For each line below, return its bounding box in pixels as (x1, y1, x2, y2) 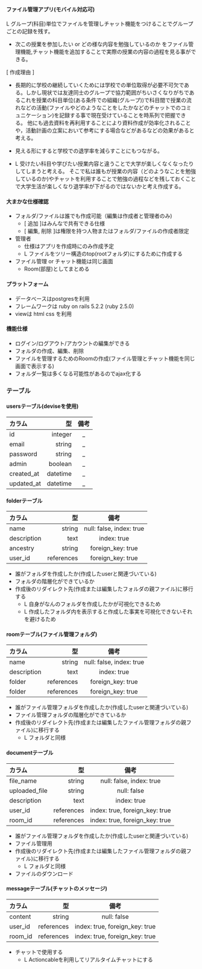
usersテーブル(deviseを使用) (6, 402, 79, 410)
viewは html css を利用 (14, 310, 72, 317)
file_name (9, 777, 37, 785)
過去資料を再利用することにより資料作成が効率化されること (43, 119, 191, 126)
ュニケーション (14, 112, 52, 119)
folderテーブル (6, 497, 43, 504)
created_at (9, 469, 40, 478)
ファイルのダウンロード (14, 870, 74, 877)
